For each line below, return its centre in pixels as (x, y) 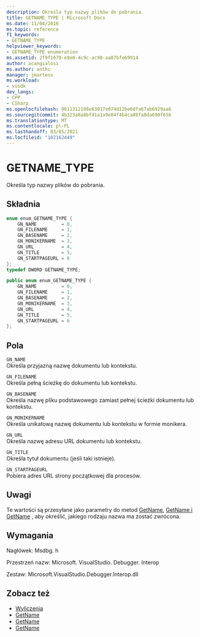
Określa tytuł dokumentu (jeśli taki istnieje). (61, 458)
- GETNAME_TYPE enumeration (42, 52)
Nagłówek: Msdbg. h (33, 550)
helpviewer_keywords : (34, 47)
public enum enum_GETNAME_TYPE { (49, 281)
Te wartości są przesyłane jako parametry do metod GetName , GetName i (100, 509)
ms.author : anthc (29, 69)
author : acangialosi (33, 63)
